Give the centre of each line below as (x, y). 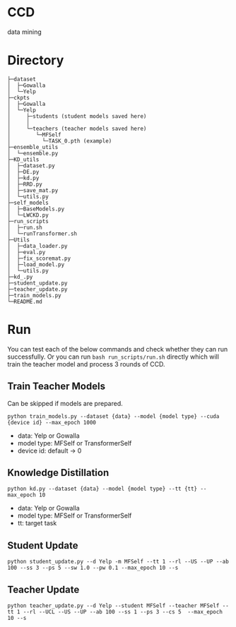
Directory (36, 60)
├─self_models (28, 203)
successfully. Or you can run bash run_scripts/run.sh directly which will (113, 357)
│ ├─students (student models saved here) (77, 116)
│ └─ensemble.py (33, 153)
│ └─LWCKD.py (28, 215)
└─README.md (25, 301)
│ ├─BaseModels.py (36, 209)
